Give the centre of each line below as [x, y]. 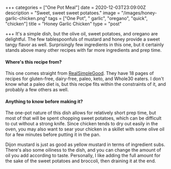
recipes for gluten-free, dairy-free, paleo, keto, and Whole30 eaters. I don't [84, 79]
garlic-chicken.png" [26, 18]
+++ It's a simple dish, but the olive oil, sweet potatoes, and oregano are [82, 34]
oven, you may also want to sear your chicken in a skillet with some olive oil [85, 129]
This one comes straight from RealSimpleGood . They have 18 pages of [80, 73]
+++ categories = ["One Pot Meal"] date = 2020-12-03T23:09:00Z [76, 7]
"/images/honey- [139, 13]
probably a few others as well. [37, 90]
